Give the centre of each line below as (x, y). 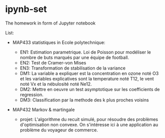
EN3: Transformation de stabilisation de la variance (73, 68)
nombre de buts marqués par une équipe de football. (74, 57)
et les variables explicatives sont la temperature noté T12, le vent (87, 78)
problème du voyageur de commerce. (59, 130)
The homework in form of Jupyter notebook (50, 23)
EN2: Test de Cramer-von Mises (53, 62)
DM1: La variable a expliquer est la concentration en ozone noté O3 (89, 73)
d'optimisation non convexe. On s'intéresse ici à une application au (89, 124)
